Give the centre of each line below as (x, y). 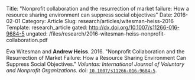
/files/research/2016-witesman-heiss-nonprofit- (107, 34)
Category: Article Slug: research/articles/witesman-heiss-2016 (98, 21)
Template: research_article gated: (47, 27)
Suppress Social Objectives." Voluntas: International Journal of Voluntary (95, 64)
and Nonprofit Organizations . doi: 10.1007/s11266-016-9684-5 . (82, 70)
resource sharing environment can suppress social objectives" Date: (89, 15)
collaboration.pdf (27, 40)
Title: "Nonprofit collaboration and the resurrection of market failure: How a (97, 9)
